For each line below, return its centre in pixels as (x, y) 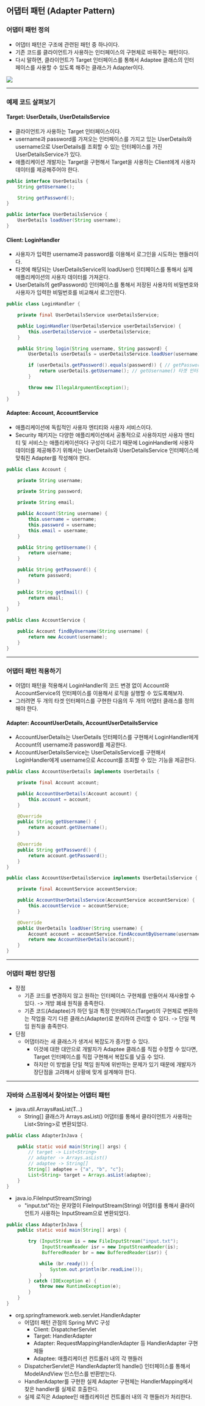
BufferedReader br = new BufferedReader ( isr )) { (105, 1253)
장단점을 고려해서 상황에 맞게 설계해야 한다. (85, 1072)
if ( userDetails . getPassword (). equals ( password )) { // (99, 365)
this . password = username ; (63, 525)
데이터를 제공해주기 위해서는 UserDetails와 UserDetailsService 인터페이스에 (107, 450)
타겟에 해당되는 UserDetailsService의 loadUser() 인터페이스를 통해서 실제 (104, 270)
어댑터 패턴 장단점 (31, 973)
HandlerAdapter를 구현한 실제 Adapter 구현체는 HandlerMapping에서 (109, 1381)
